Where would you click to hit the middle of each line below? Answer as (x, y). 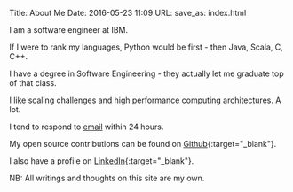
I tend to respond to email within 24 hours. (87, 127)
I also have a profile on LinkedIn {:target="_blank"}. (102, 161)
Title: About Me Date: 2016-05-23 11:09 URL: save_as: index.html (128, 13)
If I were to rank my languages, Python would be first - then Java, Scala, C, (146, 47)
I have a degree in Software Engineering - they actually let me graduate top (146, 73)
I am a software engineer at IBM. (69, 30)
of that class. (33, 83)
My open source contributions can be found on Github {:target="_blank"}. (143, 144)
